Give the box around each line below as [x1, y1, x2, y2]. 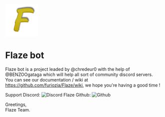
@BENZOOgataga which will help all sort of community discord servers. [5, 71, 153, 77]
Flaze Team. [5, 106, 30, 112]
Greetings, [5, 101, 27, 107]
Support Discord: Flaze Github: [5, 91, 91, 97]
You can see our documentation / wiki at [5, 76, 88, 82]
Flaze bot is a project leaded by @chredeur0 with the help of [5, 66, 130, 72]
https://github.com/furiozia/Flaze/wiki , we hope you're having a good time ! [5, 82, 160, 88]
